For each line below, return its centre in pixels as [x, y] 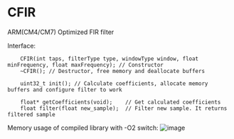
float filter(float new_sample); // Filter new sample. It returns [124, 108]
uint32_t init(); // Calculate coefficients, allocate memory [114, 83]
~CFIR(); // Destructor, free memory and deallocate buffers [112, 71]
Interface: [22, 45]
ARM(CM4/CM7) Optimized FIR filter [61, 32]
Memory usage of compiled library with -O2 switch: [83, 128]
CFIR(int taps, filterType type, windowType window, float [110, 59]
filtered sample [31, 114]
